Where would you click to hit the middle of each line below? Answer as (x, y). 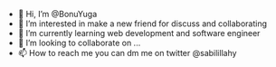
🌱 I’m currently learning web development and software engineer (139, 33)
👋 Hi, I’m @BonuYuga (57, 14)
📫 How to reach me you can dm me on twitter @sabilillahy (127, 53)
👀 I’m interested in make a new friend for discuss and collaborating (143, 24)
